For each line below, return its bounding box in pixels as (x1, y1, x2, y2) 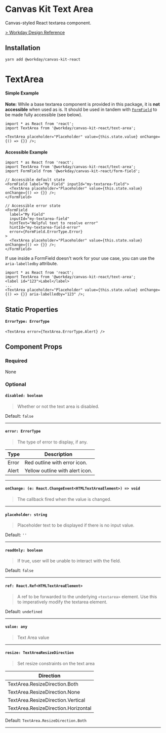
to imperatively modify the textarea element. (17, 599, 108, 605)
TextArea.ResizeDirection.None (7, 689, 81, 696)
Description (44, 450, 73, 457)
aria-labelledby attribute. (5, 261, 58, 267)
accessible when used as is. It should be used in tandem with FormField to (5, 106, 157, 112)
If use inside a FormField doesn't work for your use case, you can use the (5, 255, 155, 261)
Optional (5, 381, 26, 388)
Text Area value (17, 635, 49, 640)
